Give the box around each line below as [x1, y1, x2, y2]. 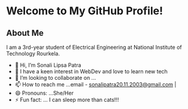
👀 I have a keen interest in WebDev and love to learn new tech [14, 68, 168, 75]
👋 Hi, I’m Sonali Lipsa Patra [14, 61, 81, 68]
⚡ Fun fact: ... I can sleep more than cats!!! [14, 96, 119, 103]
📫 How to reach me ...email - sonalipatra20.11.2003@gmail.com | [14, 81, 177, 88]
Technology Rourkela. [6, 50, 60, 57]
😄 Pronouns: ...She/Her [14, 89, 74, 96]
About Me [6, 28, 44, 38]
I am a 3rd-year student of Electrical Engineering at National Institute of [6, 43, 183, 51]
